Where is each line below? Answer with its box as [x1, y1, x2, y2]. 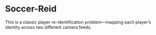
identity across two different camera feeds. [5, 24, 92, 30]
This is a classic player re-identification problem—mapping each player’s [5, 19, 151, 25]
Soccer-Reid [5, 3, 57, 14]
